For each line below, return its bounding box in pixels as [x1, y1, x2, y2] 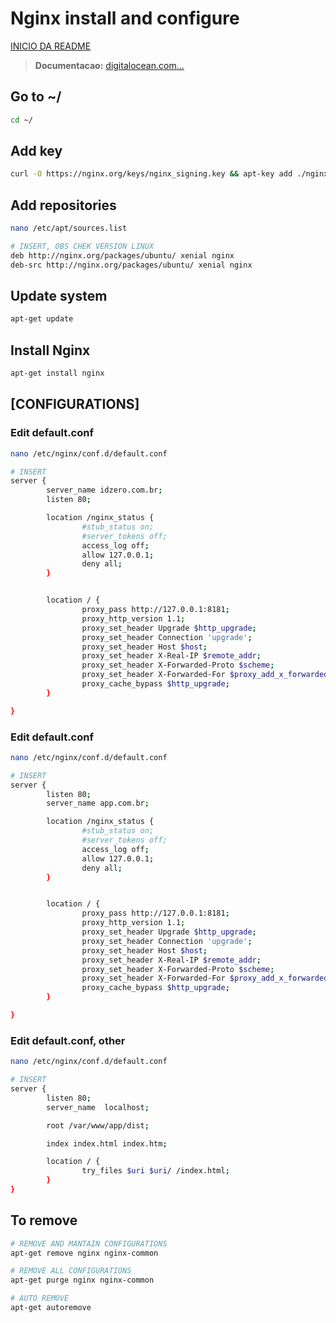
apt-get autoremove [10, 1303, 92, 1313]
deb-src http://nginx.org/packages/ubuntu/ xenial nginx [10, 260, 253, 270]
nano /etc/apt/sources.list [10, 223, 128, 234]
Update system [10, 288, 108, 305]
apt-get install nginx [10, 368, 105, 379]
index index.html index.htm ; [46, 1138, 168, 1149]
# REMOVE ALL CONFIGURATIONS [10, 1266, 132, 1276]
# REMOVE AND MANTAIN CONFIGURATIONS [10, 1238, 168, 1249]
